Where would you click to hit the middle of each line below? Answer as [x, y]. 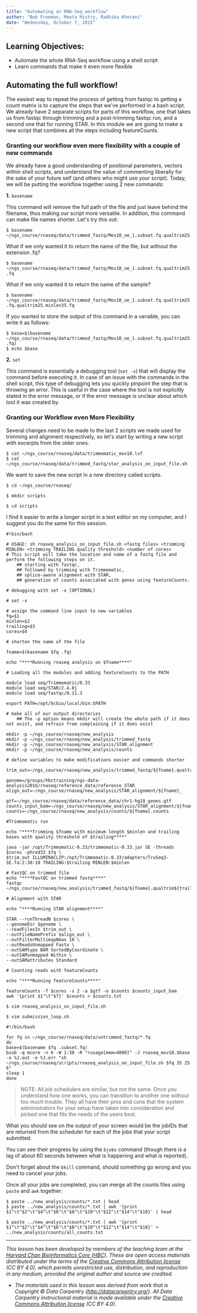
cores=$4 [17, 632]
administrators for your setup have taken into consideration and [97, 1108]
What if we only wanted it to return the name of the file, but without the [92, 247]
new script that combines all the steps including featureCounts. [83, 130]
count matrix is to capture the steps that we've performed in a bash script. [96, 105]
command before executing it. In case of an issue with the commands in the [98, 377]
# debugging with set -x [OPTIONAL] [51, 590]
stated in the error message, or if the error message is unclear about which [97, 396]
